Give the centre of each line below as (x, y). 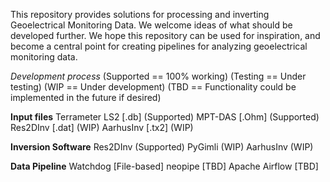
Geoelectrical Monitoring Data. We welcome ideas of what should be (151, 25)
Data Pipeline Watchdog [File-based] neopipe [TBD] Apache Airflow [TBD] (164, 166)
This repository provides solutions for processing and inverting (140, 14)
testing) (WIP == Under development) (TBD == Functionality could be (153, 87)
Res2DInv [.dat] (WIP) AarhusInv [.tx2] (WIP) (102, 127)
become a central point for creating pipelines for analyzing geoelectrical (159, 46)
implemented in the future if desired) (86, 97)
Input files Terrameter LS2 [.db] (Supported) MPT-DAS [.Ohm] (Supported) (165, 117)
